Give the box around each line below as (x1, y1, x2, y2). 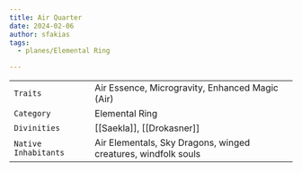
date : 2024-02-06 (9, 21, 75, 30)
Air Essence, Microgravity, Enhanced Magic (93, 82, 279, 94)
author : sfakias (9, 30, 70, 39)
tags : (9, 38, 30, 47)
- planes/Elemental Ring (17, 47, 111, 56)
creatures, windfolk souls (93, 148, 201, 160)
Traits (13, 89, 42, 99)
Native (13, 139, 42, 149)
